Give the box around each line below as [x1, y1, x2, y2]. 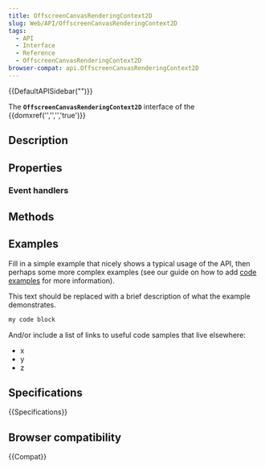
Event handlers [8, 185, 69, 196]
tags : [8, 27, 26, 35]
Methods [8, 210, 55, 224]
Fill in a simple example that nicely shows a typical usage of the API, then [8, 258, 251, 268]
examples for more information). [8, 275, 115, 286]
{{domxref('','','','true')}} [8, 110, 87, 120]
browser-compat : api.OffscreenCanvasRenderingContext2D [8, 64, 199, 72]
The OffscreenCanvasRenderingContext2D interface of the [8, 101, 195, 111]
